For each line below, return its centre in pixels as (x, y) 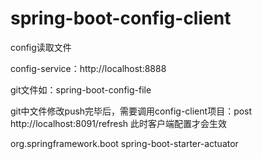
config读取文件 (41, 47)
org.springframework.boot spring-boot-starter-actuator (124, 143)
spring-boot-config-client (121, 18)
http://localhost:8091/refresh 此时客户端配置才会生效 (119, 123)
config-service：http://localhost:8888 (88, 68)
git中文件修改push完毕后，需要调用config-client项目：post (131, 111)
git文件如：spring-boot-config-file (81, 89)
